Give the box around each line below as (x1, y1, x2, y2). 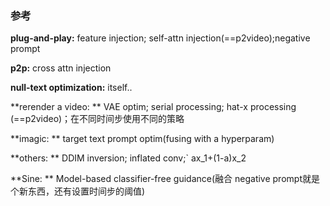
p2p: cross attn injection (10, 62, 112, 74)
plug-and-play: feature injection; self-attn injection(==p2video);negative (10, 32, 311, 44)
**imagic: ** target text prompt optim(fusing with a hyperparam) (10, 133, 275, 145)
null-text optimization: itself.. (10, 82, 133, 94)
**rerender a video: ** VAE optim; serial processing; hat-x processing (10, 101, 297, 113)
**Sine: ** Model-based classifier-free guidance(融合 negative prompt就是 (10, 173, 320, 185)
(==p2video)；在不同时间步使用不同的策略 (10, 113, 185, 125)
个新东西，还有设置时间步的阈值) (10, 185, 146, 197)
